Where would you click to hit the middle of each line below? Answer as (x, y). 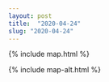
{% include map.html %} (49, 54)
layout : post (30, 16)
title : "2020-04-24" (45, 24)
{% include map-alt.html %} (55, 70)
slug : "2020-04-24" (41, 31)
